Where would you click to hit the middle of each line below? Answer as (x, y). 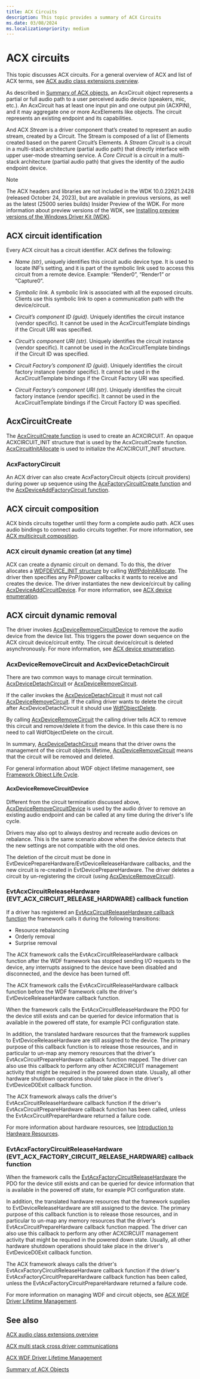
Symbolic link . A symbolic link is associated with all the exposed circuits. (104, 292)
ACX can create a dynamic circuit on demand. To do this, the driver (89, 565)
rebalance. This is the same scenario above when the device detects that (96, 839)
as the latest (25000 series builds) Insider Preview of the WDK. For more (95, 204)
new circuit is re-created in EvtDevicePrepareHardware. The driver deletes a (100, 869)
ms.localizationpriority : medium (48, 28)
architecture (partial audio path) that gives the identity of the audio (103, 162)
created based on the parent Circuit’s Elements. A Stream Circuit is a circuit (99, 143)
